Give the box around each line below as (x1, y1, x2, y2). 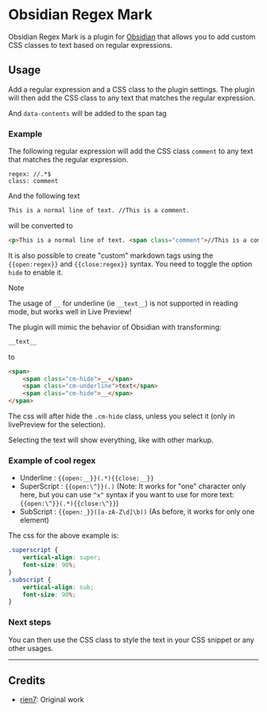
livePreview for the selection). (8, 420, 106, 430)
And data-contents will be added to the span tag (8, 108, 167, 118)
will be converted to (8, 220, 73, 230)
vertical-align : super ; (22, 554, 102, 562)
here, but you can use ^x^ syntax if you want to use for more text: (19, 490, 234, 500)
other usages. (8, 643, 54, 653)
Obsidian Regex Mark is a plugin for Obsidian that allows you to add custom (8, 32, 256, 41)
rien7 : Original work (19, 694, 85, 705)
